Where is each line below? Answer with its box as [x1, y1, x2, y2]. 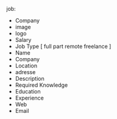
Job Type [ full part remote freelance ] [15, 42, 112, 50]
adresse [15, 69, 36, 75]
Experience [15, 94, 44, 101]
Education [15, 88, 41, 95]
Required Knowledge [15, 81, 68, 89]
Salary [15, 36, 32, 43]
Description [15, 75, 44, 82]
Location [15, 62, 38, 69]
